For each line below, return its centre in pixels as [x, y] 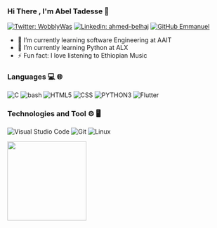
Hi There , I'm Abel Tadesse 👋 [58, 11]
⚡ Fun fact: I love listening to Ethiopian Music [82, 56]
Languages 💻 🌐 [35, 77]
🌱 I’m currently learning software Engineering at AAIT [94, 40]
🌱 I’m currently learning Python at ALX [73, 48]
